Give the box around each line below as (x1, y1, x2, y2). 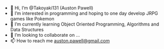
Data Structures (10, 27, 44, 33)
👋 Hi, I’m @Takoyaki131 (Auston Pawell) (10, 5, 94, 11)
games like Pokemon (10, 16, 54, 21)
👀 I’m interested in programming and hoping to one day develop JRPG (10, 10, 158, 16)
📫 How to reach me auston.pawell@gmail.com (10, 38, 110, 43)
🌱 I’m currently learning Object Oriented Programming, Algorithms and (10, 21, 159, 27)
